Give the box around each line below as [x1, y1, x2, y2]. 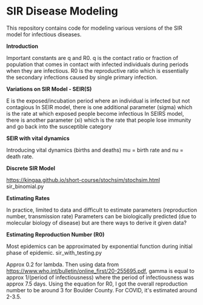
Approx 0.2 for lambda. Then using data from [6, 261, 119, 268]
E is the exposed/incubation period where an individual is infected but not [6, 97, 190, 104]
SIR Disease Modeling [6, 4, 118, 18]
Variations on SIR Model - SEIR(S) [6, 85, 92, 92]
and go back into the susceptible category [6, 122, 112, 130]
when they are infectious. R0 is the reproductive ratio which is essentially [6, 67, 189, 74]
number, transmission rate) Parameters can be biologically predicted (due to [6, 212, 197, 220]
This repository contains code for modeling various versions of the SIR [6, 24, 183, 32]
